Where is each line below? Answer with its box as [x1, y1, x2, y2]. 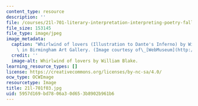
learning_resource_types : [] [6, 63, 78, 69]
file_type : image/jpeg [6, 31, 62, 37]
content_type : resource [6, 8, 65, 15]
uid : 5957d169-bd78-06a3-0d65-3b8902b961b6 [6, 91, 115, 97]
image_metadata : [6, 36, 46, 42]
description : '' [6, 14, 46, 20]
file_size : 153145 [6, 25, 51, 31]
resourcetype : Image [6, 80, 57, 86]
